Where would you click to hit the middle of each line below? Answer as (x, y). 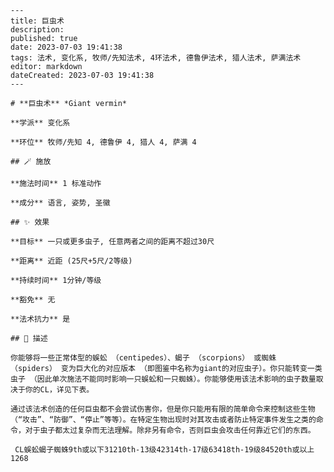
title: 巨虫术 (37, 21)
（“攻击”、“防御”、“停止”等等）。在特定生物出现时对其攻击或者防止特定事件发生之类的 (163, 420)
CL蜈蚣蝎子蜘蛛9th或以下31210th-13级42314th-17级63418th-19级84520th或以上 (164, 450)
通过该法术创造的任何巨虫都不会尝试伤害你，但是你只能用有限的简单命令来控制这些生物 (163, 409)
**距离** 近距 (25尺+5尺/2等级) (71, 261)
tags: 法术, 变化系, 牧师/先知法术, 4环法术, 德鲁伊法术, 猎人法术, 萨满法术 (156, 58)
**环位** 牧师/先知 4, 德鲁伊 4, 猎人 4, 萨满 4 (103, 142)
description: (37, 30)
